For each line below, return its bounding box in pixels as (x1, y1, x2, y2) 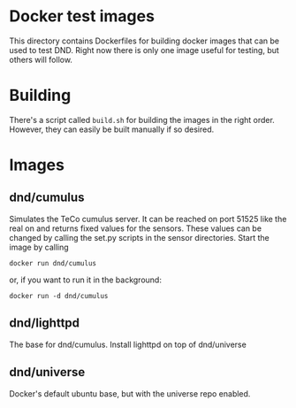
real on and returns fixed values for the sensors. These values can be (9, 223, 262, 234)
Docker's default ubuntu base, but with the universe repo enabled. (9, 388, 251, 399)
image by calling (9, 242, 69, 252)
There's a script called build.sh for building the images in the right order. (9, 114, 276, 125)
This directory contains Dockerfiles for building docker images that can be (9, 35, 280, 46)
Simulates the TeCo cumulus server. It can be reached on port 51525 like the (9, 213, 287, 224)
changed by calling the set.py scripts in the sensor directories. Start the (9, 232, 269, 242)
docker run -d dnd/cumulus (9, 291, 109, 300)
